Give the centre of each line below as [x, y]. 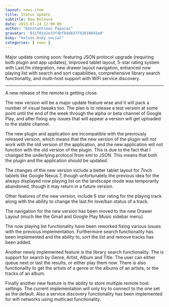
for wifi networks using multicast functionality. [53, 299]
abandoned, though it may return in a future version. [59, 186]
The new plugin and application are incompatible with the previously [76, 133]
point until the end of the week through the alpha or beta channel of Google [83, 113]
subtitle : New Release [29, 19]
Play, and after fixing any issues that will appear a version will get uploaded [83, 118]
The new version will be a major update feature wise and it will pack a [77, 102]
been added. [18, 242]
